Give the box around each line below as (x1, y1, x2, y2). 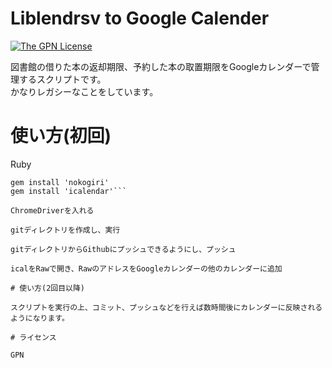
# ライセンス (10, 332, 57, 342)
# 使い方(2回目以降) (10, 283, 86, 293)
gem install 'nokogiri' (10, 177, 110, 187)
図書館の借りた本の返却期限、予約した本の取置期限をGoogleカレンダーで (10, 60, 312, 72)
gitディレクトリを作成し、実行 (10, 225, 121, 235)
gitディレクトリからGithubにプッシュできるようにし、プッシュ (10, 244, 237, 254)
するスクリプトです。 (18, 73, 107, 85)
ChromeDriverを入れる (10, 205, 95, 216)
